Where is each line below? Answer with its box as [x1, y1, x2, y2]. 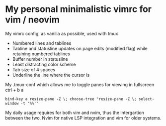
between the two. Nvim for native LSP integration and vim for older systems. [5, 115, 162, 121]
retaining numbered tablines [12, 51, 71, 57]
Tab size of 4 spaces [12, 66, 56, 73]
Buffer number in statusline [12, 56, 68, 62]
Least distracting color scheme [12, 61, 76, 67]
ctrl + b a [5, 87, 24, 93]
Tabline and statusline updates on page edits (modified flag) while [12, 45, 148, 51]
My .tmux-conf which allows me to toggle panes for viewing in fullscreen [5, 81, 155, 88]
